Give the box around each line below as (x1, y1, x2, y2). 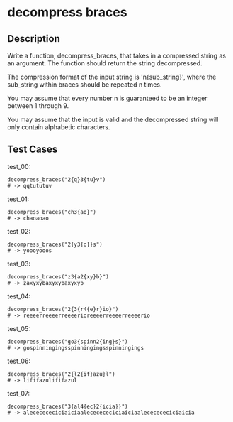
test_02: (7, 227, 30, 235)
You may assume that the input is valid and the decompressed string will (7, 115, 219, 124)
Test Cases (7, 144, 58, 156)
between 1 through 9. (7, 102, 69, 110)
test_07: (7, 389, 30, 398)
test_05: (7, 324, 30, 332)
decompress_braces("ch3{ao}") (7, 208, 97, 215)
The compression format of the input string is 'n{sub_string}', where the (7, 72, 217, 81)
